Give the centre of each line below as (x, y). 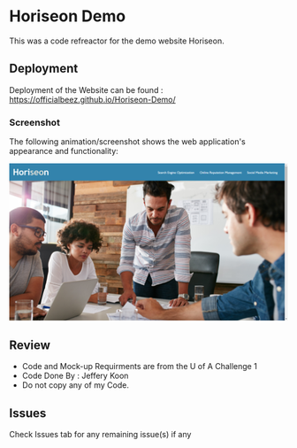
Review (30, 345)
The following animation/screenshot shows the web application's (127, 142)
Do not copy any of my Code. (76, 385)
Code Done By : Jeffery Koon (75, 376)
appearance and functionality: (64, 151)
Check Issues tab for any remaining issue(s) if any (100, 435)
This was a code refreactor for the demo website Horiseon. (117, 41)
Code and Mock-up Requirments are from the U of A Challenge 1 (140, 367)
